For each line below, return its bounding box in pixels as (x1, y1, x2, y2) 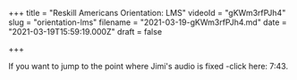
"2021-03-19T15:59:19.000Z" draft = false (8, 27, 163, 36)
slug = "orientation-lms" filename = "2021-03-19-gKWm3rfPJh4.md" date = (8, 17, 287, 28)
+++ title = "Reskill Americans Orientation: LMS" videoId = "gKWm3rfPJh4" (8, 8, 286, 18)
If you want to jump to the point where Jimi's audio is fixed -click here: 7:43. (8, 61, 288, 71)
